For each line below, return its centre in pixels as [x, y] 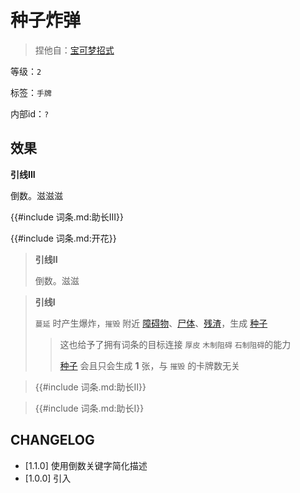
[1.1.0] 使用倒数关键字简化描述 [86, 465]
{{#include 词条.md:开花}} [63, 238]
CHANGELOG [52, 440]
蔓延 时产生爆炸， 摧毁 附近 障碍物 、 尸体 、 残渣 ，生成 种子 [151, 323]
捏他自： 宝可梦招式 [74, 50]
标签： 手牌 [31, 92]
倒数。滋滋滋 [36, 195]
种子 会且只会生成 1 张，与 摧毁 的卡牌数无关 [150, 365]
